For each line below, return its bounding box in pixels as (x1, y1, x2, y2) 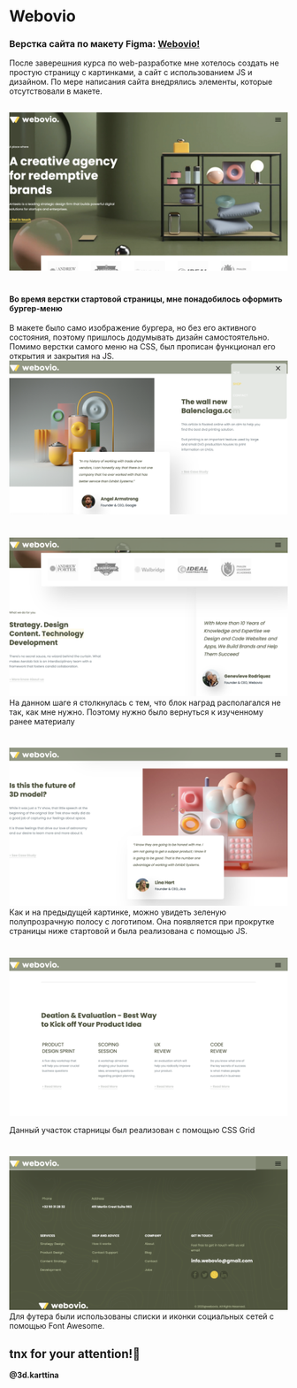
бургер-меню (9, 303, 64, 313)
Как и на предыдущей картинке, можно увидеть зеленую (9, 907, 227, 917)
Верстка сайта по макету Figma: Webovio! (9, 38, 201, 50)
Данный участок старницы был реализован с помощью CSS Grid (9, 1125, 255, 1136)
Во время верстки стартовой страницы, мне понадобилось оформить (9, 294, 283, 304)
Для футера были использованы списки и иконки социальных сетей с (9, 1311, 275, 1322)
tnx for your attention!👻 (9, 1346, 141, 1361)
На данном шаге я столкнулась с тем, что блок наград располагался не (9, 697, 281, 708)
